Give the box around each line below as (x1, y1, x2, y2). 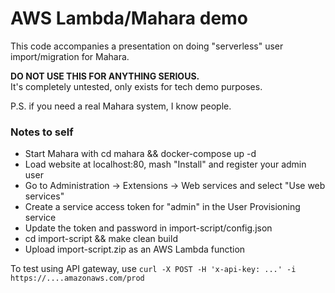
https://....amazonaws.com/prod (10, 273, 145, 284)
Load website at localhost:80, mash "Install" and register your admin (24, 158, 307, 171)
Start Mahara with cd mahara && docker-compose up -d (24, 148, 257, 160)
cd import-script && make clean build (24, 233, 178, 245)
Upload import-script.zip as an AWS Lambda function (24, 243, 246, 256)
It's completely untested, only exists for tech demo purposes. (10, 80, 263, 92)
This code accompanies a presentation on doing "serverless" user (10, 40, 284, 52)
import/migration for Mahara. (10, 50, 130, 62)
